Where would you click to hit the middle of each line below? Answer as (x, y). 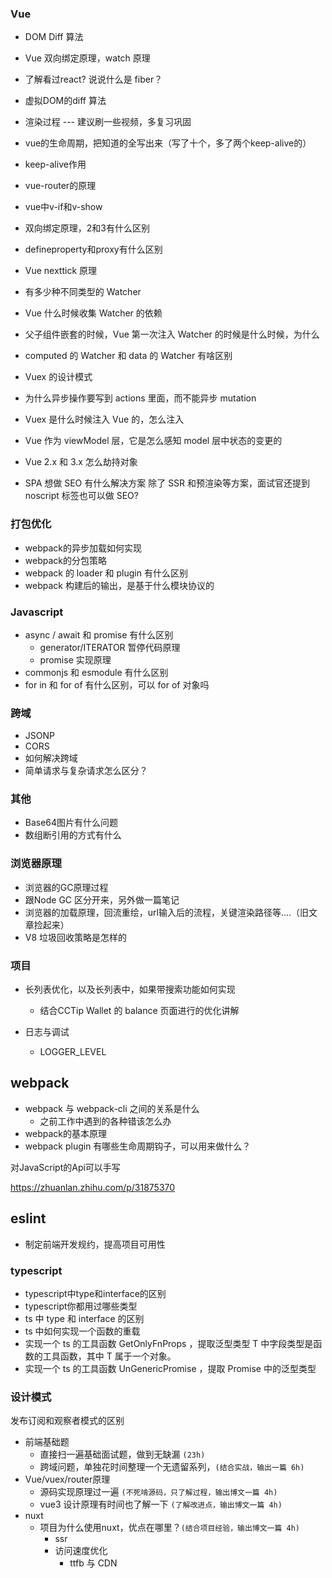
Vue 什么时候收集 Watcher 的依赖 (93, 313)
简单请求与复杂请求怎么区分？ (86, 771)
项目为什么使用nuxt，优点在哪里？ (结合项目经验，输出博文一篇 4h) (170, 1528)
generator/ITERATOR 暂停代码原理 (110, 647)
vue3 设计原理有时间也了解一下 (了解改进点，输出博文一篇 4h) (161, 1504)
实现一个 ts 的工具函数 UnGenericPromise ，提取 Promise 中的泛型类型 (170, 1368)
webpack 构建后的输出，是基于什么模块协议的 (119, 585)
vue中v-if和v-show (63, 207)
